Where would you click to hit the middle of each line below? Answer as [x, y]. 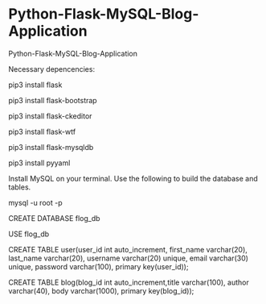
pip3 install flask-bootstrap [53, 100]
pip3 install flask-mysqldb [51, 147]
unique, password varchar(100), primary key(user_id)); [98, 266]
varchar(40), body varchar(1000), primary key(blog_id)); [101, 290]
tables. [20, 187]
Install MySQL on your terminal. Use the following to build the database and [133, 178]
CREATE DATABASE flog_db [54, 218]
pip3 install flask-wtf [42, 131]
